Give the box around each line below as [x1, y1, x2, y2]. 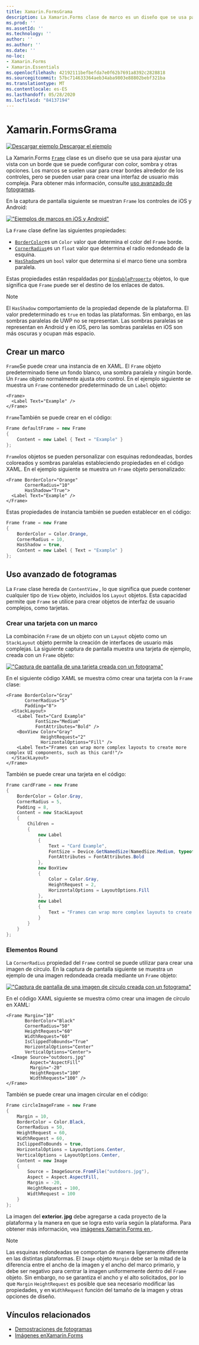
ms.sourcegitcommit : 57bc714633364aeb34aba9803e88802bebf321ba [6, 75, 166, 81]
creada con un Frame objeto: [6, 652, 75, 659]
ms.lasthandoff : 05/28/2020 [6, 92, 76, 98]
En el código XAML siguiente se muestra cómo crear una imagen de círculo [6, 994, 190, 1002]
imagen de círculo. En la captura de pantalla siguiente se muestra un [6, 965, 174, 972]
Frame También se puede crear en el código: [6, 414, 113, 421]
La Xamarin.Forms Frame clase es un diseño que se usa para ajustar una [6, 154, 181, 161]
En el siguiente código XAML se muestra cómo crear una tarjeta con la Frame [6, 675, 193, 682]
